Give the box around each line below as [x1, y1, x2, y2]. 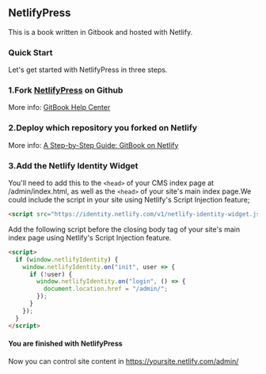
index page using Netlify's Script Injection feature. [8, 232, 172, 242]
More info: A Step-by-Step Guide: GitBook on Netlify [8, 140, 179, 149]
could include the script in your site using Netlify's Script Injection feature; [8, 195, 250, 204]
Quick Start [8, 47, 53, 58]
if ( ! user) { [28, 270, 73, 278]
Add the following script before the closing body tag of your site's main [8, 225, 240, 234]
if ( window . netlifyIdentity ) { [15, 255, 119, 263]
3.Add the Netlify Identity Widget [8, 160, 139, 171]
